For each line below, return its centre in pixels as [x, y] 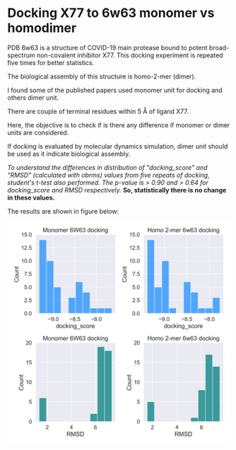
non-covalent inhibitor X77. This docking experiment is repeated [130, 55]
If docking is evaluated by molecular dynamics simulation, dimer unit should [118, 146]
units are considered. [38, 132]
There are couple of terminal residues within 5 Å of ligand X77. [98, 111]
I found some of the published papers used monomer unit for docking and [115, 90]
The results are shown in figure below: [63, 211]
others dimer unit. [33, 98]
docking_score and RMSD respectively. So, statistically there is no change [117, 190]
